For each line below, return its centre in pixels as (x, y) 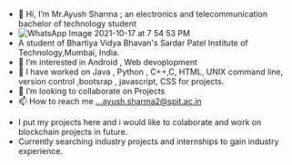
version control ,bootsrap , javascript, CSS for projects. (121, 81)
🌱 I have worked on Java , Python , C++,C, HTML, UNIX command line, (151, 72)
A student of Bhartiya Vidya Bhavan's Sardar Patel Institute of (133, 43)
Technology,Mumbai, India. (69, 53)
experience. (40, 151)
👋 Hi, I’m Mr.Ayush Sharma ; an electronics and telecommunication (143, 14)
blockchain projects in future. (73, 132)
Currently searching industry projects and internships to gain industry (148, 141)
